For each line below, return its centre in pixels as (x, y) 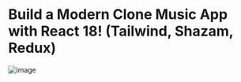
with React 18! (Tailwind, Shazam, (121, 31)
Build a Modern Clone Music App (118, 15)
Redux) (32, 48)
